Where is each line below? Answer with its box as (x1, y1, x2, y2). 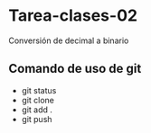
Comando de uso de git (8, 61, 142, 76)
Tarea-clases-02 (8, 5, 137, 26)
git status (21, 84, 57, 95)
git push (21, 113, 52, 124)
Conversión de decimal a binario (8, 35, 129, 46)
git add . (21, 104, 53, 115)
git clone (21, 94, 55, 105)
